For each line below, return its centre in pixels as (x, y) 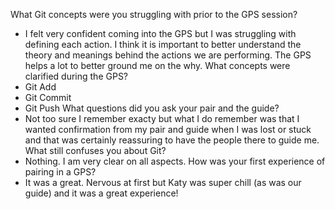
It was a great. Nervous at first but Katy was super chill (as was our (163, 182)
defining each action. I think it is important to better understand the (163, 44)
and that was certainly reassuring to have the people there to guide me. (172, 140)
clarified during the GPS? (76, 76)
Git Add (40, 87)
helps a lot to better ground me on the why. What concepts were (157, 65)
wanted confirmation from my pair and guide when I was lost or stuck (168, 129)
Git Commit (48, 97)
